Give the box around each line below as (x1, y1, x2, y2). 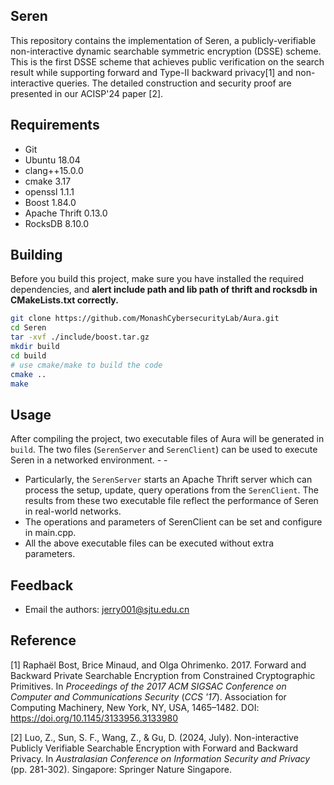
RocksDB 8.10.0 (24, 217, 90, 229)
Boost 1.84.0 (24, 196, 77, 208)
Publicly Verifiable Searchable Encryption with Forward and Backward (10, 742, 299, 754)
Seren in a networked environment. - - (10, 454, 168, 466)
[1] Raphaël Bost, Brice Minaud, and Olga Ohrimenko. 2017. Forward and (10, 659, 307, 671)
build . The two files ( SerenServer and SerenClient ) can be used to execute (10, 444, 318, 456)
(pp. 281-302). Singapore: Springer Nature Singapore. (10, 763, 232, 775)
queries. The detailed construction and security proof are (56, 77, 292, 89)
